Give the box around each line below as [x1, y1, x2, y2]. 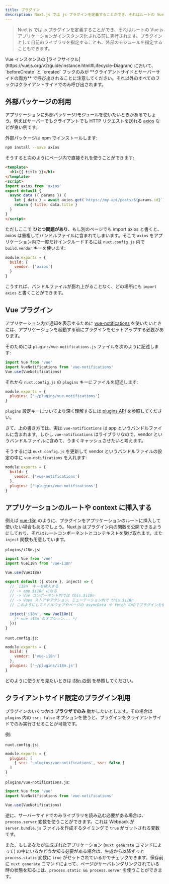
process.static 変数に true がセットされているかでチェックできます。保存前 [5, 854, 163, 860]
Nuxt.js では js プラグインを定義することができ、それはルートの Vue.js [17, 26, 163, 33]
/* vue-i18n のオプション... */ [14, 616, 77, 621]
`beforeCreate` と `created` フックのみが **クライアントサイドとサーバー [5, 68, 156, 75]
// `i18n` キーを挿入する [10, 583, 59, 589]
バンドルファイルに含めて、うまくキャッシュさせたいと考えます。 [9, 437, 146, 444]
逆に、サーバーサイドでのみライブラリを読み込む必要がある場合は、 [5, 812, 146, 818]
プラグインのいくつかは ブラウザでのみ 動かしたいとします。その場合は [5, 708, 152, 714]
